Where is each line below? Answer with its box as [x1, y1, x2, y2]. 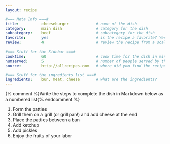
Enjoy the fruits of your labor [12, 133, 72, 139]
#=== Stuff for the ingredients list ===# [5, 72, 96, 77]
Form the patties [12, 106, 47, 112]
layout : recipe [5, 7, 37, 13]
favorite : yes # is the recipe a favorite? [5, 35, 157, 40]
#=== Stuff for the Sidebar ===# [5, 49, 76, 54]
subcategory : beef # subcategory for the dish [5, 31, 155, 36]
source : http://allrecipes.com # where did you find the [5, 63, 151, 68]
